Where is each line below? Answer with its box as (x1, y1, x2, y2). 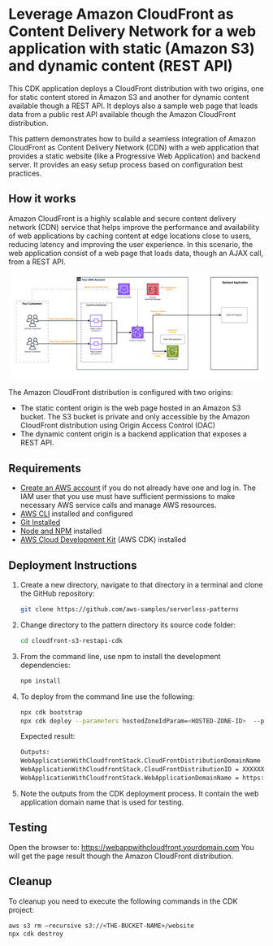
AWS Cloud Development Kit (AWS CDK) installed (19, 535, 187, 545)
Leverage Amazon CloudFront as (8, 5, 234, 24)
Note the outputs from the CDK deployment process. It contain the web (19, 788, 259, 798)
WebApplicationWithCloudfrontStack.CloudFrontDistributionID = (19, 766, 240, 774)
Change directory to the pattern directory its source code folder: (19, 619, 236, 630)
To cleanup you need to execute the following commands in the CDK (8, 896, 238, 906)
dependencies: (19, 660, 71, 670)
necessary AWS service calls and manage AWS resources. (19, 501, 217, 510)
